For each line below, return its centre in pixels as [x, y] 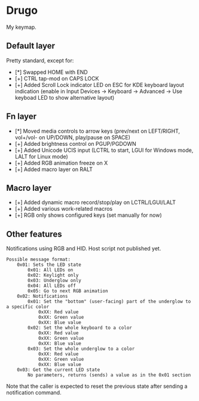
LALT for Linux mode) [42, 156]
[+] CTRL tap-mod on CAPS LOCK [57, 78]
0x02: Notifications [42, 297]
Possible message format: [38, 260]
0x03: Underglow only [55, 281]
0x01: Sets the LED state [49, 265]
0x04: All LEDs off [52, 286]
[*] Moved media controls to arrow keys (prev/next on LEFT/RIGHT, [97, 131]
